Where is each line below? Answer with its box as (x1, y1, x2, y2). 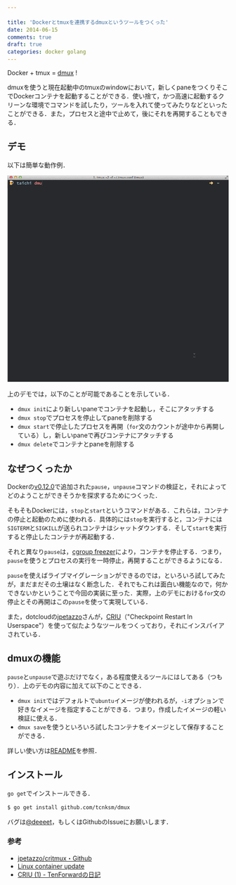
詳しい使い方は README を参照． (7, 746, 101, 755)
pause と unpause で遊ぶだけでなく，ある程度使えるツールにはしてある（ (7, 672, 211, 681)
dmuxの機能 (7, 652, 61, 664)
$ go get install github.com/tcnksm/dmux (7, 803, 131, 811)
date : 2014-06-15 (7, 26, 58, 33)
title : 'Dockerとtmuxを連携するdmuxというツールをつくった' (7, 18, 169, 26)
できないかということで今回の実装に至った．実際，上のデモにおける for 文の (7, 589, 226, 597)
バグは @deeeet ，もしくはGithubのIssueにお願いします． (7, 818, 173, 826)
